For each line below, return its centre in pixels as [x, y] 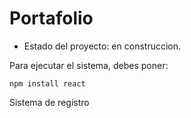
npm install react [47, 83]
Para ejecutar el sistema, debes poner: [89, 65]
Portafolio [51, 18]
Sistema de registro [49, 102]
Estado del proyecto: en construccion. [102, 46]
